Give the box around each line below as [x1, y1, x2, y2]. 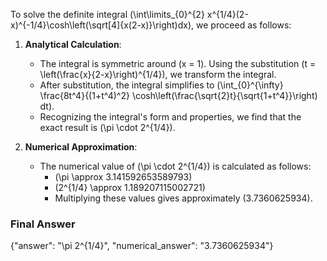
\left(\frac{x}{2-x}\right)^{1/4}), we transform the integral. [39, 69, 277, 80]
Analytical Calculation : [24, 39, 122, 50]
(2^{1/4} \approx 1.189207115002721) [54, 182, 206, 193]
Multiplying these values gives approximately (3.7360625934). [54, 192, 313, 204]
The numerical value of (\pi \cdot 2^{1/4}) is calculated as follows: [39, 160, 312, 172]
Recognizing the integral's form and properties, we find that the [39, 111, 302, 123]
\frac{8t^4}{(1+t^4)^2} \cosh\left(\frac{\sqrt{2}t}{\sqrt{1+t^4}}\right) [39, 90, 318, 101]
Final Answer [10, 217, 76, 231]
